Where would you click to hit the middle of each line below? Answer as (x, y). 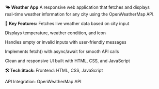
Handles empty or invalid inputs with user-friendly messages (66, 42)
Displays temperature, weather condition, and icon (55, 33)
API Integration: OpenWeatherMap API (43, 82)
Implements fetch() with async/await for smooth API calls (62, 51)
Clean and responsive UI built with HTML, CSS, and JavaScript (68, 61)
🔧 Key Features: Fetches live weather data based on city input (67, 23)
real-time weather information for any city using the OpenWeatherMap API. (80, 14)
